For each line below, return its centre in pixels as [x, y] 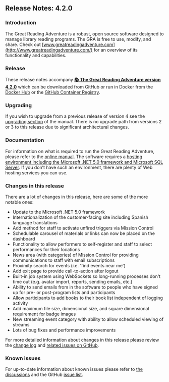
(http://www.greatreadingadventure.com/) [49, 50]
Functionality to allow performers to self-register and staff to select [82, 244]
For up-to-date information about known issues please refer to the [74, 369]
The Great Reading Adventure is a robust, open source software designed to [84, 34]
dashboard [24, 238]
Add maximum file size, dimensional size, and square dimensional [81, 308]
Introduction [21, 23]
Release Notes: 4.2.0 [39, 8]
